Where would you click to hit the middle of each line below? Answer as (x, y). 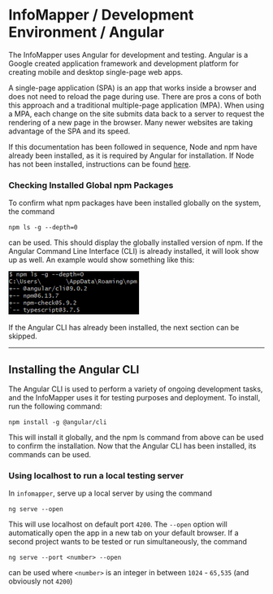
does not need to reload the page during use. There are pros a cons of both (135, 96)
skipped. (23, 336)
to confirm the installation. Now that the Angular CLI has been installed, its (132, 446)
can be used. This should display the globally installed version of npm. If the (136, 242)
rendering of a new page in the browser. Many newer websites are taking (131, 122)
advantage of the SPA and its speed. (69, 131)
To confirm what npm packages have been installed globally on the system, (135, 203)
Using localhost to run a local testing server (96, 475)
